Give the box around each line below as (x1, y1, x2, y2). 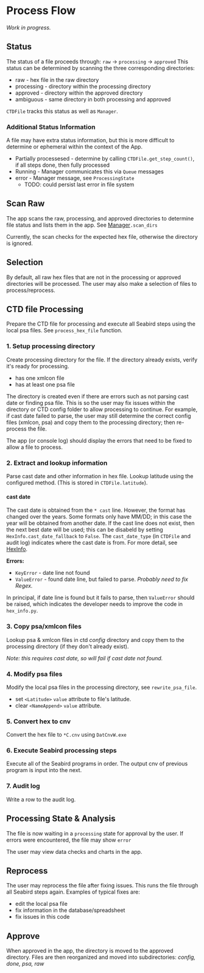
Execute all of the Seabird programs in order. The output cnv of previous (6, 760, 188, 767)
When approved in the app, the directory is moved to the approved (6, 947, 174, 955)
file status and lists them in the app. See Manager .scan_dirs (6, 221, 158, 228)
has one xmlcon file (15, 374, 65, 382)
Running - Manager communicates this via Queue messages (15, 168, 164, 175)
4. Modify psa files (6, 669, 63, 678)
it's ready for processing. (6, 362, 69, 370)
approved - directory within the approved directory (15, 89, 143, 97)
